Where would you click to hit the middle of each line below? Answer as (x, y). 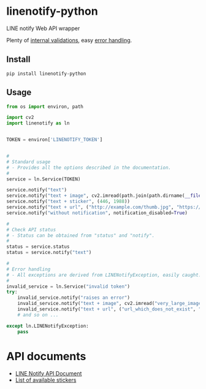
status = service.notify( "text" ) (49, 253)
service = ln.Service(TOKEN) (44, 179)
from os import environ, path (45, 106)
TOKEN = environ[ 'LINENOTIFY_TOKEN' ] (55, 140)
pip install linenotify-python (46, 74)
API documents (46, 356)
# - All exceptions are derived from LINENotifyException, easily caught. (104, 275)
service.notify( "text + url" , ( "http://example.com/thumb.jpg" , (90, 207)
